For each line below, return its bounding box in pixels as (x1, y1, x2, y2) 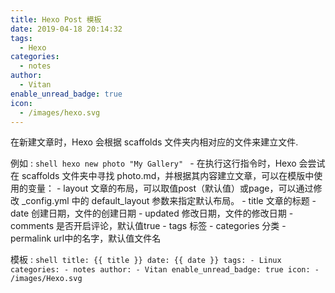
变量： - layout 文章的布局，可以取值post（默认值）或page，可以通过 (27, 182, 314, 195)
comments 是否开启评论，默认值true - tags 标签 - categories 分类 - (10, 220, 287, 232)
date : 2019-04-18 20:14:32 (10, 24, 123, 34)
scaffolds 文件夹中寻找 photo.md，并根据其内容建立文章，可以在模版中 (21, 170, 315, 182)
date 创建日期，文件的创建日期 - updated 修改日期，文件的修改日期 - (10, 207, 294, 220)
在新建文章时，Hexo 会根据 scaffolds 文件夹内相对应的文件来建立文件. (10, 136, 299, 148)
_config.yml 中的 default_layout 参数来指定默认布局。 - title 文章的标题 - (21, 195, 317, 207)
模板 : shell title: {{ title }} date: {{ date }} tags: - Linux (10, 254, 282, 266)
